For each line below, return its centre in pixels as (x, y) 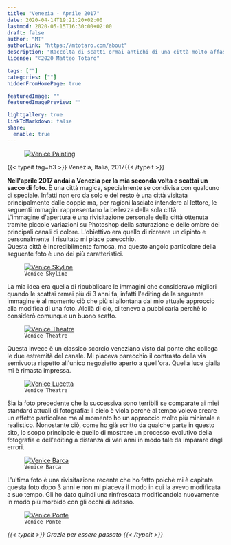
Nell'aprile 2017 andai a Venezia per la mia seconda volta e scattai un (108, 181)
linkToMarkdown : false (40, 121)
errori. (16, 447)
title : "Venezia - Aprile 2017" (53, 13)
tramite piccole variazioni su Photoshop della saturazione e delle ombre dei (113, 224)
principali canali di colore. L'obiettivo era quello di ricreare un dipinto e (107, 232)
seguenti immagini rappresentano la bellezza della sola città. (93, 209)
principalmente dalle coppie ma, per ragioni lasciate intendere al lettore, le (112, 202)
